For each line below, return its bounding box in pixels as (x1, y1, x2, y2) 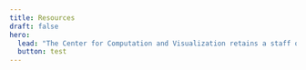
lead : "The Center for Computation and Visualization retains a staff (17, 38, 291, 48)
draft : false (9, 22, 59, 31)
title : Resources (9, 13, 76, 23)
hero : (9, 30, 30, 39)
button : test (17, 47, 67, 56)
